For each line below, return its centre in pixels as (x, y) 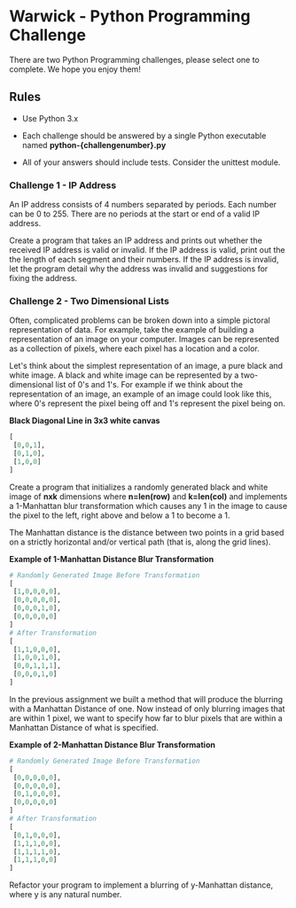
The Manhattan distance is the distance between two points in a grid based (147, 532)
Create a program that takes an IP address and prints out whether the (136, 240)
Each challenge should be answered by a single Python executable (144, 136)
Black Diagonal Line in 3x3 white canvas (85, 421)
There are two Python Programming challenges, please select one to (134, 59)
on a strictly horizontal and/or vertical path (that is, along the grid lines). (140, 542)
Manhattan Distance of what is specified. (84, 727)
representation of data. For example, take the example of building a (132, 330)
